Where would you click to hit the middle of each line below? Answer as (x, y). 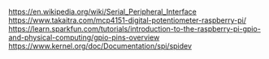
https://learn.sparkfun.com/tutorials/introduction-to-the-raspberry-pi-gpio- (135, 29)
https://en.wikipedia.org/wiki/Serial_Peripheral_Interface (102, 12)
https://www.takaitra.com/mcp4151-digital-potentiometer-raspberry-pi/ (127, 20)
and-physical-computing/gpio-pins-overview (84, 37)
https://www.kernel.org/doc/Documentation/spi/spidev (100, 46)
